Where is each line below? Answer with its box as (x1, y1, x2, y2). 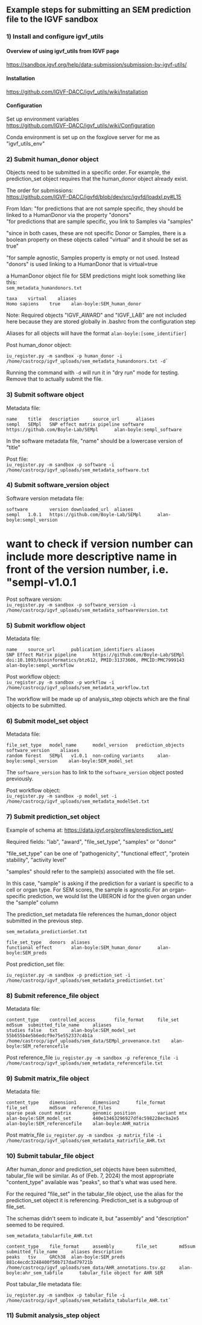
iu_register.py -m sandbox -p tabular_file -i (6, 1292, 125, 1298)
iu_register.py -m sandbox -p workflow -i (6, 679, 115, 685)
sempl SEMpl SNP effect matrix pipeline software (6, 421, 145, 427)
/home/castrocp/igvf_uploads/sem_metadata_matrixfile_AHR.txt (6, 1138, 166, 1144)
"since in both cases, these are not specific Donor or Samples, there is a (6, 230, 186, 237)
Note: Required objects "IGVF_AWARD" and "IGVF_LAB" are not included (6, 311, 187, 319)
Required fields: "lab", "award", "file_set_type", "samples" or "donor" (6, 838, 177, 845)
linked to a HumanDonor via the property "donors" (6, 212, 131, 219)
